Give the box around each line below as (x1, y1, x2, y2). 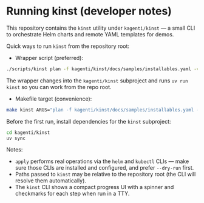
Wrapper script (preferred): (15, 54, 84, 61)
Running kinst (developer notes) (6, 4, 172, 18)
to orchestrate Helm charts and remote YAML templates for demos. (6, 30, 174, 38)
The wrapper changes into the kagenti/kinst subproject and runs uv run (6, 77, 188, 84)
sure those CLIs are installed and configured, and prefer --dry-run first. (15, 164, 194, 171)
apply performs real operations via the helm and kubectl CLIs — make (15, 158, 189, 165)
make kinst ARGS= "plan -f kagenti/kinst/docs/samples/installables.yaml (6, 107, 194, 113)
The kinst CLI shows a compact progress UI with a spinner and (15, 184, 174, 191)
